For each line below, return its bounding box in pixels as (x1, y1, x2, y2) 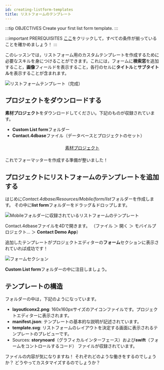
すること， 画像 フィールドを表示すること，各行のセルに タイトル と (5, 64, 138, 70)
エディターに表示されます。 (16, 312, 72, 318)
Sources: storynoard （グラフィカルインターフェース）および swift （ (12, 337, 150, 343)
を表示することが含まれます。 (9, 70, 70, 76)
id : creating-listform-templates (5, 7, 73, 12)
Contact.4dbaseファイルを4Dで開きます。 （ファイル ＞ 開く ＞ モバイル (5, 223, 152, 229)
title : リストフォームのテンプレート (5, 12, 71, 17)
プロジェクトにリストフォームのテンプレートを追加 (5, 173, 159, 181)
